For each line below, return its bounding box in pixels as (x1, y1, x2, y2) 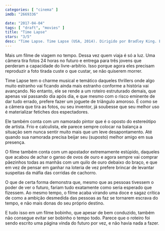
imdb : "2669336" (5, 12, 38, 17)
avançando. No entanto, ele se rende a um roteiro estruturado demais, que (5, 88, 156, 94)
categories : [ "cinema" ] (5, 7, 58, 12)
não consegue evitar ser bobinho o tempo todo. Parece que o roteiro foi (5, 215, 150, 221)
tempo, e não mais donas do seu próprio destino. (5, 200, 105, 206)
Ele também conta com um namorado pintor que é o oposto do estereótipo (5, 118, 156, 124)
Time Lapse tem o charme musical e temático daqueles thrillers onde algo (5, 77, 155, 84)
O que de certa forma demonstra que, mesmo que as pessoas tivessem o (5, 179, 154, 185)
